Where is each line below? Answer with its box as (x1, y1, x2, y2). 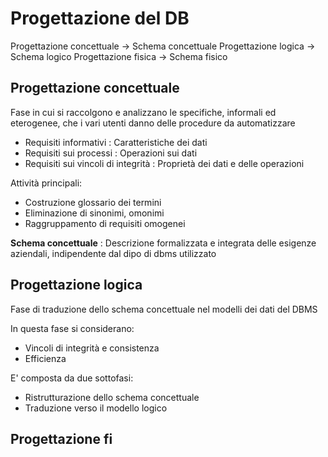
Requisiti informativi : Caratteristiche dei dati (24, 136, 208, 148)
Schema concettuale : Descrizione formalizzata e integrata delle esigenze (10, 237, 317, 249)
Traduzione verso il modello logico (24, 402, 168, 414)
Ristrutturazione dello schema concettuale (24, 391, 200, 403)
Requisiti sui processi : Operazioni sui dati (24, 147, 198, 159)
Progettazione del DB (10, 7, 190, 30)
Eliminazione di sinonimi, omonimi (24, 207, 165, 219)
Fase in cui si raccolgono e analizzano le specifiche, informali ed (10, 106, 277, 118)
